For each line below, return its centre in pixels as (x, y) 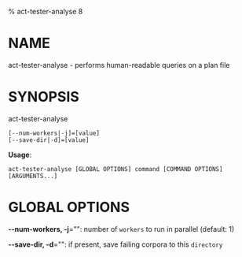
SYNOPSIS (44, 97)
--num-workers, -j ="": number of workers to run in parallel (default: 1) (121, 229)
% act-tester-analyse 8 (46, 11)
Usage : (20, 155)
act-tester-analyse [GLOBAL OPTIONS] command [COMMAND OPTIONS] (115, 169)
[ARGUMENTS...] (33, 176)
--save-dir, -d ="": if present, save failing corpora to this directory (115, 244)
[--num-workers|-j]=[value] (54, 133)
